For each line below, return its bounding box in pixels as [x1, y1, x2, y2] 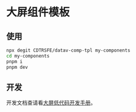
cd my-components [6, 53, 50, 59]
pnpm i [6, 58, 23, 65]
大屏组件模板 [6, 5, 70, 19]
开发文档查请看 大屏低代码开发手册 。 [6, 99, 96, 107]
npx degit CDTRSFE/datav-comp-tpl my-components [6, 47, 131, 53]
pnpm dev [6, 64, 28, 70]
